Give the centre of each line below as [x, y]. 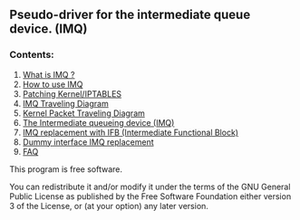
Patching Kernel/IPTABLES [72, 93]
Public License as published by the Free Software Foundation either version [150, 196]
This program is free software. [66, 169]
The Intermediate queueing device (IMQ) [98, 122]
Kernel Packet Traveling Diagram [83, 113]
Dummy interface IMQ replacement [88, 142]
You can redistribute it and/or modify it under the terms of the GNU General [150, 187]
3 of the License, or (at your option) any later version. [109, 206]
